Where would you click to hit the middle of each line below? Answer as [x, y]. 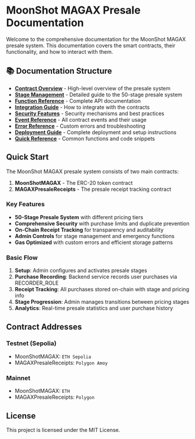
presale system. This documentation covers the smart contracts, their [91, 45]
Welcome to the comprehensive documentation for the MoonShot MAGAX [96, 39]
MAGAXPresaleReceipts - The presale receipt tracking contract [93, 189]
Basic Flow [22, 258]
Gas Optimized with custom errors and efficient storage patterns [94, 242]
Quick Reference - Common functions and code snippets [85, 138]
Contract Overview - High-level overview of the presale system [92, 88]
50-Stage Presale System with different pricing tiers [79, 217]
